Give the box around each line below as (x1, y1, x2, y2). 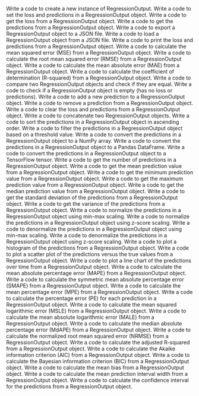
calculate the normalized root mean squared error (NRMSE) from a (6, 333, 169, 340)
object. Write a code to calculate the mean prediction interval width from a (6, 371, 188, 377)
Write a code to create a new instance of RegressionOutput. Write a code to (6, 5, 191, 12)
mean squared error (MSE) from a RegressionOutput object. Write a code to (6, 49, 191, 56)
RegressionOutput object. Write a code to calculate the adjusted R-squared (6, 339, 190, 346)
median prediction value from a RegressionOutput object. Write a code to (6, 188, 185, 194)
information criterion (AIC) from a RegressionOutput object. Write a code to (6, 352, 190, 358)
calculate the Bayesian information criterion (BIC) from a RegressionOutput (6, 358, 189, 365)
